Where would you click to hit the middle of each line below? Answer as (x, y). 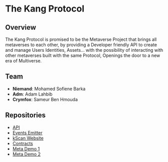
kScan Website (28, 138)
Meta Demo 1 (26, 148)
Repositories (26, 115)
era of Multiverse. (23, 61)
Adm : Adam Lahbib (32, 94)
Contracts (23, 143)
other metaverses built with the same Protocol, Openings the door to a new (83, 55)
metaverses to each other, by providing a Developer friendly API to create (81, 45)
